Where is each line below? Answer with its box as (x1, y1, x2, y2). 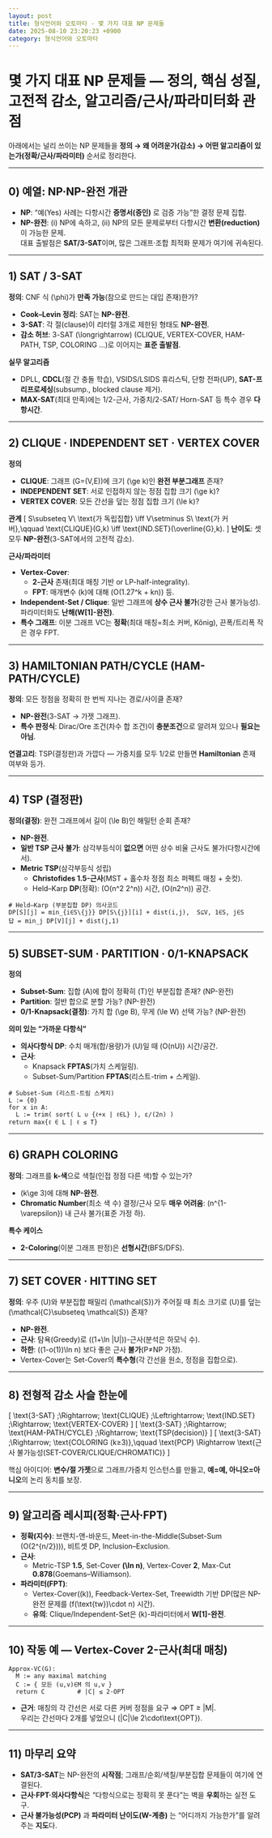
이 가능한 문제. (19, 228, 66, 238)
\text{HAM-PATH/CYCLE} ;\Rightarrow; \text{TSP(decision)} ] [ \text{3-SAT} (8, 1428, 261, 1437)
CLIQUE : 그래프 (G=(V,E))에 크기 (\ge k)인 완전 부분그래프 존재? (19, 476, 224, 486)
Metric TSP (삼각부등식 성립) (19, 863, 112, 873)
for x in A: (8, 1103, 49, 1112)
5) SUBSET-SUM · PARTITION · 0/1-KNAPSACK (8, 946, 249, 961)
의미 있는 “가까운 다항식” (8, 1024, 87, 1034)
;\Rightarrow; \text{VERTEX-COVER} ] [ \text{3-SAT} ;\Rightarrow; (8, 1419, 227, 1429)
